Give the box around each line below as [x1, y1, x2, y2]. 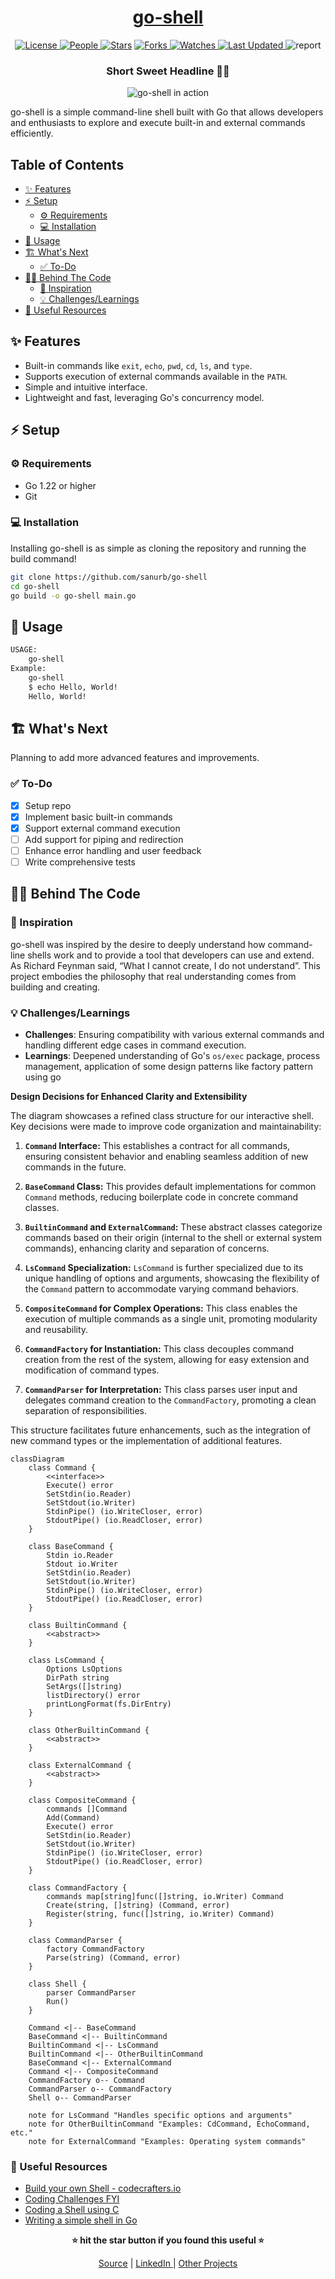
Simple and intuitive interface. [24, 381, 148, 393]
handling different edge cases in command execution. [24, 1039, 247, 1051]
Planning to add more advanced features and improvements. [10, 752, 260, 764]
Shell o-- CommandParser [28, 2093, 132, 2103]
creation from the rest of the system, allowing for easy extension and [24, 1354, 310, 1365]
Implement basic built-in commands [24, 811, 173, 823]
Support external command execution [24, 822, 181, 834]
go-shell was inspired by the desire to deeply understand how [10, 938, 266, 950]
